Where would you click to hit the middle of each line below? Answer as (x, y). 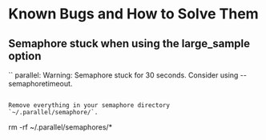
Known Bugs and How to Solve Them (133, 14)
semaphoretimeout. (40, 84)
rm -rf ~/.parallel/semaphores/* (60, 127)
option (25, 56)
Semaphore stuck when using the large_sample (129, 44)
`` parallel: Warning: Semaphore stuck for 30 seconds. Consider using (123, 75)
